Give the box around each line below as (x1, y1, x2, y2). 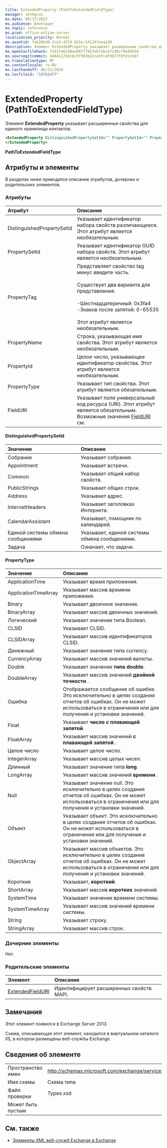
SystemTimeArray (7, 905, 50, 912)
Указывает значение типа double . (63, 663, 145, 670)
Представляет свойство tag (77, 262, 144, 269)
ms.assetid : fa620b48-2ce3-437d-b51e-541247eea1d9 (5, 40, 112, 45)
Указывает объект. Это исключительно (63, 813, 158, 820)
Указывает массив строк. (63, 925, 125, 932)
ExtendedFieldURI (7, 987, 50, 994)
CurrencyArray (7, 656, 42, 662)
